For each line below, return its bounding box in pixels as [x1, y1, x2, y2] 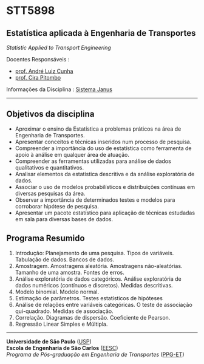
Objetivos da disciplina [6, 109, 95, 119]
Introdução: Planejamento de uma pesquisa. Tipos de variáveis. [15, 249, 174, 256]
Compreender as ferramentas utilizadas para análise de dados [15, 157, 171, 165]
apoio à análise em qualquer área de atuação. [15, 151, 129, 158]
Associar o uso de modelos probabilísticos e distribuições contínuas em [15, 183, 195, 190]
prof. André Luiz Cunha [15, 67, 73, 75]
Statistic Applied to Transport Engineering [6, 44, 111, 51]
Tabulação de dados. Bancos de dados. [15, 256, 115, 263]
